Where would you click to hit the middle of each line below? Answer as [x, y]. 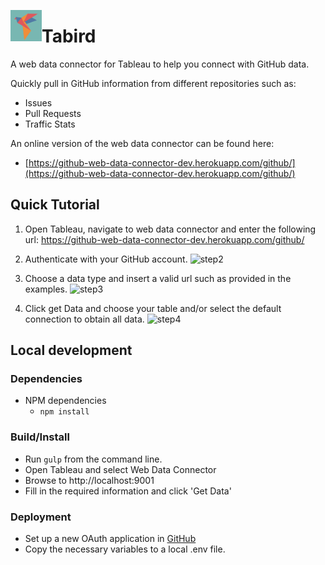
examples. [46, 289]
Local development [71, 350]
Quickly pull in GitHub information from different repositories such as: [153, 83]
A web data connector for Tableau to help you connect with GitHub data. [160, 64]
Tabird [69, 36]
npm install [64, 412]
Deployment [41, 517]
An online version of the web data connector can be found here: [142, 143]
